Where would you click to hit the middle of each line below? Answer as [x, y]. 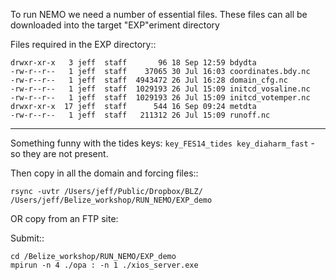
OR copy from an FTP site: [64, 218]
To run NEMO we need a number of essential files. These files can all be [159, 14]
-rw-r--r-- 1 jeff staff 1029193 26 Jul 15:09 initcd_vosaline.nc [160, 89]
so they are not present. [59, 153]
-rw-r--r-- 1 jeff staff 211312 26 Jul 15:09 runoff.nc [140, 115]
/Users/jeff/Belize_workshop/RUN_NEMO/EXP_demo [111, 200]
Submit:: [27, 238]
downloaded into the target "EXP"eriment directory [115, 25]
